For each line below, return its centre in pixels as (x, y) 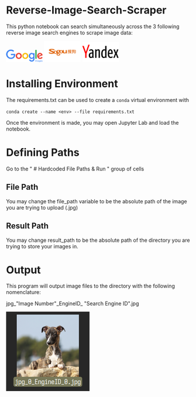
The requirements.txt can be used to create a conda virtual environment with (97, 100)
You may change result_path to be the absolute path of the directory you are (98, 240)
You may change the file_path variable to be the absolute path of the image (97, 201)
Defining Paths (43, 153)
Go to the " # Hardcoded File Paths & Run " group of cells (75, 169)
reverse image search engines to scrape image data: (69, 32)
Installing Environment (62, 84)
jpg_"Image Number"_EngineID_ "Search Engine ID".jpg (73, 304)
